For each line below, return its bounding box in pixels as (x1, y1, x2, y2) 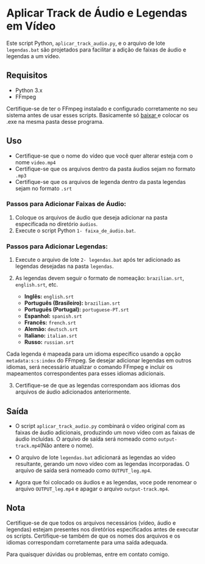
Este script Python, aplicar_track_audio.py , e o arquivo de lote (6, 39, 166, 47)
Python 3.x (15, 86, 43, 94)
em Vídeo (6, 19, 56, 33)
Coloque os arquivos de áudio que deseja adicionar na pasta (15, 213, 168, 221)
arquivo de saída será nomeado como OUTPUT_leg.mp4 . (15, 467, 152, 474)
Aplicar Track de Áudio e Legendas (6, 6, 188, 20)
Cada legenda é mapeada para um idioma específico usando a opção (6, 350, 181, 358)
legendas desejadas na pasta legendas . (15, 262, 114, 270)
